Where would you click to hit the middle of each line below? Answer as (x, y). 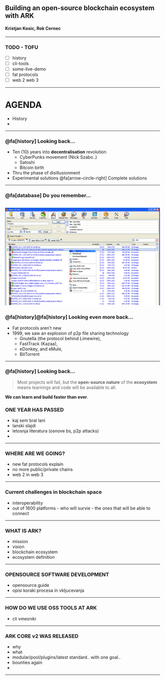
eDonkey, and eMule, (41, 349)
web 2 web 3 (25, 80)
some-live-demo (29, 69)
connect (21, 513)
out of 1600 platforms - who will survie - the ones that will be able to (81, 508)
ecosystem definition (33, 557)
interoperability (27, 503)
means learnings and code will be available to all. (67, 387)
